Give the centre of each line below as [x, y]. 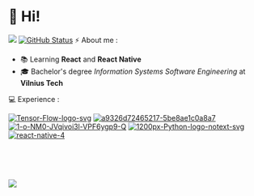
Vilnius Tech [41, 83]
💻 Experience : [34, 99]
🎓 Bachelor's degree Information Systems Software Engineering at [133, 71]
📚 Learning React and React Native [80, 59]
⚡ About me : [97, 40]
